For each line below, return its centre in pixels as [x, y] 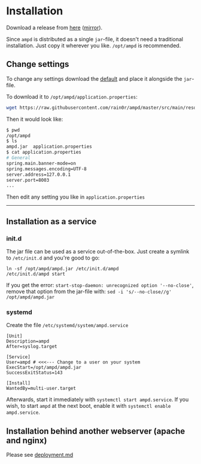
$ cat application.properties [44, 152]
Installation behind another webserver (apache [96, 431]
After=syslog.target [32, 347]
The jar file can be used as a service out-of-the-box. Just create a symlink [98, 251]
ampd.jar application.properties [49, 147]
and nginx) [27, 440]
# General [19, 158]
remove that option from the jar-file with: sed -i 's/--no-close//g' [89, 291]
